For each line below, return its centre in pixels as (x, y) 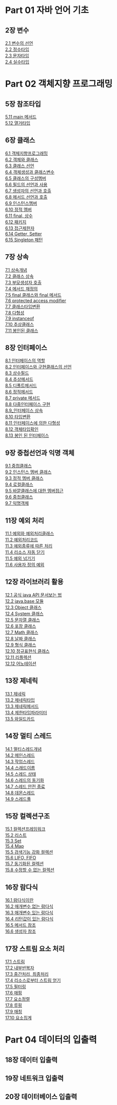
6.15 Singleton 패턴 (24, 240)
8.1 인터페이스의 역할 (25, 361)
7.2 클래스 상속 (19, 276)
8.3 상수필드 (17, 373)
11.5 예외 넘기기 (20, 558)
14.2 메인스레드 (20, 755)
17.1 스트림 (15, 961)
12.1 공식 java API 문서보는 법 (34, 595)
